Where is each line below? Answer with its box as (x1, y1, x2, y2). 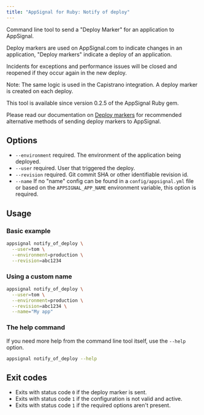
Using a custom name (6, 272, 72, 280)
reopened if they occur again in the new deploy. (6, 69, 127, 77)
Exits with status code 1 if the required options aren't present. (15, 402, 171, 409)
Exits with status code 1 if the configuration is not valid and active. (15, 395, 183, 403)
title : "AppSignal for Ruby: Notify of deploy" (6, 9, 130, 15)
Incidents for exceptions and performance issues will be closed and (6, 62, 178, 70)
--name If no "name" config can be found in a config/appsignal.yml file (15, 178, 194, 185)
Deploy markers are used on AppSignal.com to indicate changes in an (6, 44, 183, 51)
